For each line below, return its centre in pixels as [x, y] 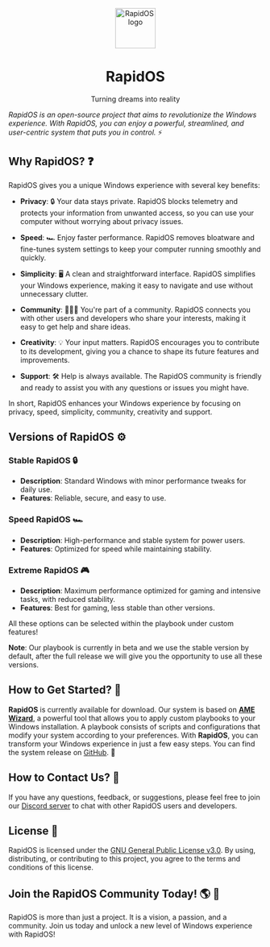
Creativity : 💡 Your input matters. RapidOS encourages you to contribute [139, 342]
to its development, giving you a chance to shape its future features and [139, 351]
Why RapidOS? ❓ [51, 162]
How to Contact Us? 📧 [64, 778]
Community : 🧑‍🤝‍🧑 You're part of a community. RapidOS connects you [135, 309]
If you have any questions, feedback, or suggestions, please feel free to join [134, 797]
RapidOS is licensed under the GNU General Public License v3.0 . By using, [132, 850]
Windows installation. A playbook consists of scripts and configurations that [134, 726]
